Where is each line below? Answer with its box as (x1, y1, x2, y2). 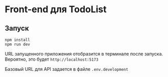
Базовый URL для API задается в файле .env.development (5, 66, 129, 72)
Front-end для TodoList (5, 4, 107, 15)
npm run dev (5, 42, 30, 47)
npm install (5, 37, 30, 42)
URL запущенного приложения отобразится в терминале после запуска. (5, 51, 163, 57)
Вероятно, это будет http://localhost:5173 (5, 56, 99, 62)
